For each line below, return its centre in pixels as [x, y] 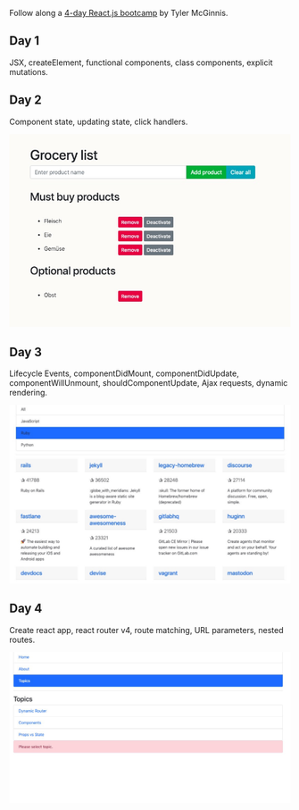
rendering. [28, 393]
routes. [22, 639]
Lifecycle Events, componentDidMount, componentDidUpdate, [124, 373]
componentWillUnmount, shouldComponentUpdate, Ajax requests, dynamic [149, 383]
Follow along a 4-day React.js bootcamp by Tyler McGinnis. [119, 13]
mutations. [29, 71]
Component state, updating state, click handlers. [99, 121]
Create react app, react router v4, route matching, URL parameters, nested [146, 630]
